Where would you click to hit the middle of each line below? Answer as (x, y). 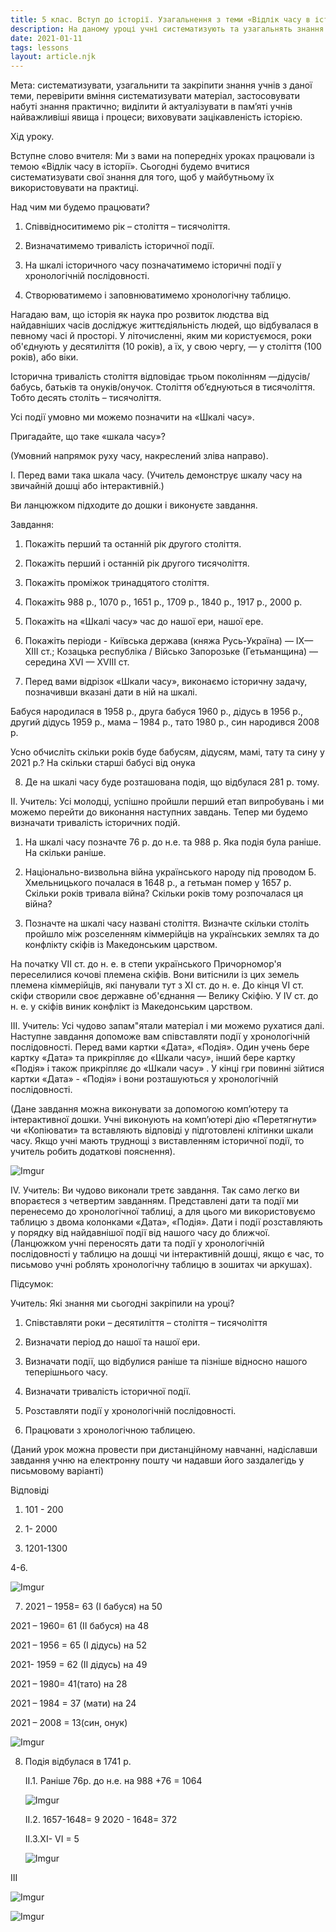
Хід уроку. (32, 137)
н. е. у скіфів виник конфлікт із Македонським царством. (131, 1007)
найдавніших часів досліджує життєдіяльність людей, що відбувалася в (164, 325)
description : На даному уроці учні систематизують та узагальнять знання (167, 29)
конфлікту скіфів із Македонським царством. (121, 945)
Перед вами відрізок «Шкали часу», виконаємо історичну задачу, (166, 682)
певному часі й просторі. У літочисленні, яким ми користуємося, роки (161, 336)
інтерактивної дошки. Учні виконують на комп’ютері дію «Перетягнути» (164, 1120)
